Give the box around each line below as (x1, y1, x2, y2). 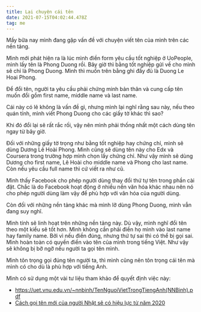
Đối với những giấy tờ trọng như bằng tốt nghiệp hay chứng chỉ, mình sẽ (6, 140, 184, 147)
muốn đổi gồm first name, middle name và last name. (6, 92, 138, 99)
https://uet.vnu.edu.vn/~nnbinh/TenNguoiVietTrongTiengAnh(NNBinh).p (14, 287, 193, 294)
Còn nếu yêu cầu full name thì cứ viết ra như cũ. (6, 165, 125, 172)
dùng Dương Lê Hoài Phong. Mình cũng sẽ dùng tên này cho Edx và (6, 146, 174, 154)
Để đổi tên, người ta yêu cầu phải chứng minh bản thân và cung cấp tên (6, 86, 183, 93)
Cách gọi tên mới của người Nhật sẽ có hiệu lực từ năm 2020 (14, 299, 166, 307)
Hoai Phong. (6, 73, 37, 81)
